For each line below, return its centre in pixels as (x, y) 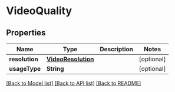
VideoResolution (70, 59)
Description (117, 49)
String (55, 69)
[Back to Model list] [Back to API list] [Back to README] (74, 83)
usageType (25, 69)
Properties (26, 33)
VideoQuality (39, 11)
